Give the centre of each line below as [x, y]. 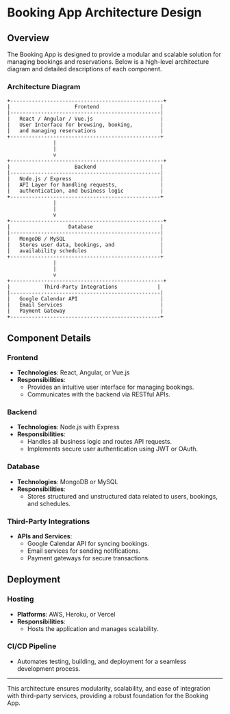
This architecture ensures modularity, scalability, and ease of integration [109, 688]
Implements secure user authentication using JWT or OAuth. [113, 449]
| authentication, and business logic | [86, 191]
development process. [49, 668]
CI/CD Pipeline [32, 646]
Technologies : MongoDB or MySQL [67, 481]
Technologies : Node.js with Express [68, 427]
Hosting [21, 599]
